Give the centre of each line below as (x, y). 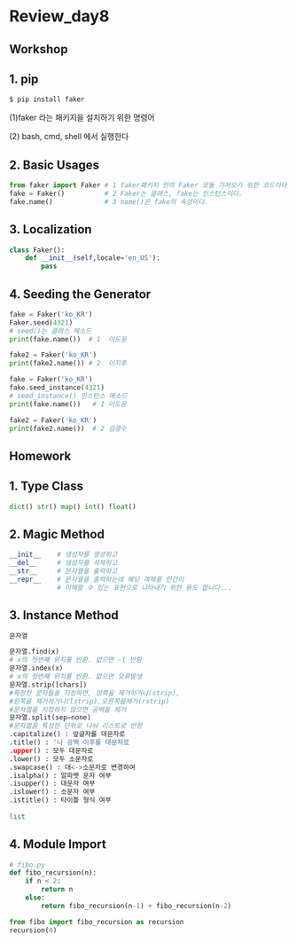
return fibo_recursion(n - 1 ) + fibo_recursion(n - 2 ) (136, 906)
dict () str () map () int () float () (73, 506)
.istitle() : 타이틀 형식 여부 (60, 800)
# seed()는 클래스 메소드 (51, 331)
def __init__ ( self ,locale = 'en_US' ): (93, 258)
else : (35, 898)
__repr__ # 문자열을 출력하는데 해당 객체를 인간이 (97, 579)
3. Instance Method (64, 615)
